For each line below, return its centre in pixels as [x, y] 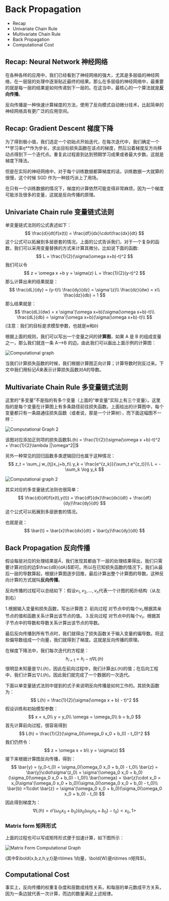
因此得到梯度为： [23, 803]
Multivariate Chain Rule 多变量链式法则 [67, 387]
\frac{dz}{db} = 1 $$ [84, 295]
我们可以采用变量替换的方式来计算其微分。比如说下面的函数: [76, 248]
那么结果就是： [21, 304]
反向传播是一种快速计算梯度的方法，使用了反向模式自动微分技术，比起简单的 [84, 105]
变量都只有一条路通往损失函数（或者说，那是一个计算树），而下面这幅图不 [81, 413]
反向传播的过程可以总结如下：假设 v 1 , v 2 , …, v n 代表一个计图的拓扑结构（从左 [83, 591]
